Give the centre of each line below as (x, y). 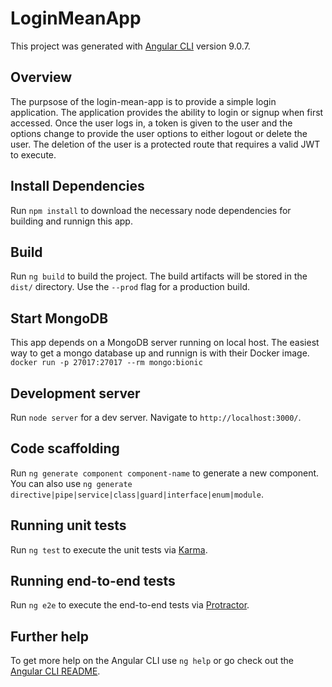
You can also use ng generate (71, 483)
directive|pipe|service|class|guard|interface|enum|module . (137, 494)
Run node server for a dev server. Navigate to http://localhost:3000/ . (156, 417)
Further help (50, 636)
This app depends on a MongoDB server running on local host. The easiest (165, 343)
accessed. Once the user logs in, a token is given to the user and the (151, 123)
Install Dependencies (77, 186)
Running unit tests (68, 525)
